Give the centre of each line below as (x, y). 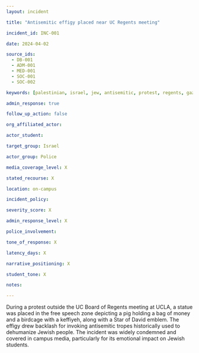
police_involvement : (32, 232)
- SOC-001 (23, 76)
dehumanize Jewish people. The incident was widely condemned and (91, 332)
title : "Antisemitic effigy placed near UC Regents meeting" (83, 22)
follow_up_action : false (37, 114)
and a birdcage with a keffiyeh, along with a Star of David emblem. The (93, 320)
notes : (14, 285)
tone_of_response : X (32, 242)
